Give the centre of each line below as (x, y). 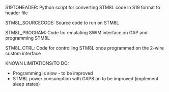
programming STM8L (27, 38)
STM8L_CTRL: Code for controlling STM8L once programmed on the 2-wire (84, 48)
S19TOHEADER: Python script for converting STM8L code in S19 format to (83, 7)
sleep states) (26, 84)
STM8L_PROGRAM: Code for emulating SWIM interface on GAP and (76, 32)
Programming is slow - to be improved (53, 73)
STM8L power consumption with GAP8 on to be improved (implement (86, 78)
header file (17, 13)
